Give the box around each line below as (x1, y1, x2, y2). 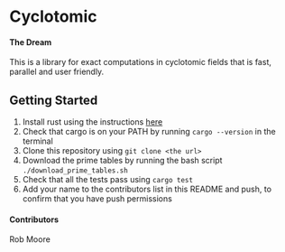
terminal (22, 135, 54, 146)
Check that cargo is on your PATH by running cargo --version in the (22, 126, 277, 137)
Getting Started (9, 92, 98, 107)
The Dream (9, 36, 52, 47)
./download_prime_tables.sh (22, 166, 128, 175)
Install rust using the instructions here (22, 117, 163, 127)
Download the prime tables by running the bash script (22, 155, 223, 166)
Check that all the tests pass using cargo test (22, 174, 194, 185)
